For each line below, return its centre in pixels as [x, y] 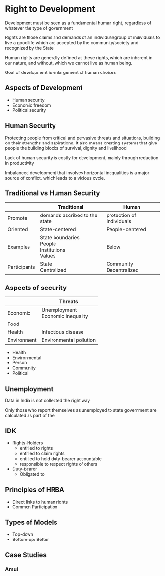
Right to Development [50, 9]
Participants [21, 267]
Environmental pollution [69, 340]
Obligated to [32, 474]
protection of [121, 216]
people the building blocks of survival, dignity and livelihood [66, 148]
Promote [17, 218]
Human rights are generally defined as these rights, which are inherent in [79, 57]
